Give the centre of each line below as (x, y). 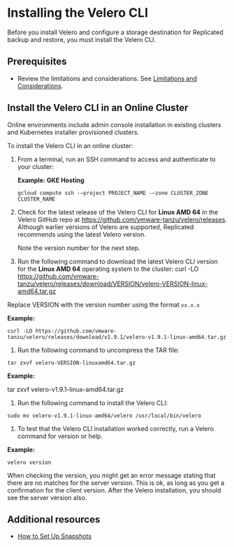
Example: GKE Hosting (51, 180)
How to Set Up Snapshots (54, 537)
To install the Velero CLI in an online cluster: (70, 145)
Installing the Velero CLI (78, 13)
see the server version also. (47, 497)
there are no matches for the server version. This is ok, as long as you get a (116, 483)
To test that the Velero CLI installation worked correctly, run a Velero (116, 428)
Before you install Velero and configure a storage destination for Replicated (115, 32)
